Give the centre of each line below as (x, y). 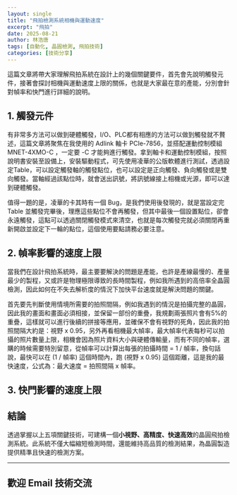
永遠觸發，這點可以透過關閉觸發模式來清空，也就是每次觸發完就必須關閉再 (115, 220)
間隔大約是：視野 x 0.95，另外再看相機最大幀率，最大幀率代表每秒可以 (116, 330)
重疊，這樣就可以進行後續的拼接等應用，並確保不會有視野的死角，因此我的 (115, 322)
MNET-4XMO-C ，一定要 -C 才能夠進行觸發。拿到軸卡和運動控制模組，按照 (117, 152)
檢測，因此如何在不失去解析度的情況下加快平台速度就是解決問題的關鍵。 (112, 289)
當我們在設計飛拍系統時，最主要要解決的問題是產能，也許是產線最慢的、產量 (119, 271)
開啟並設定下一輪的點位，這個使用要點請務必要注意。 (90, 228)
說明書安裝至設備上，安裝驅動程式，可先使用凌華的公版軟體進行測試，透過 (115, 161)
